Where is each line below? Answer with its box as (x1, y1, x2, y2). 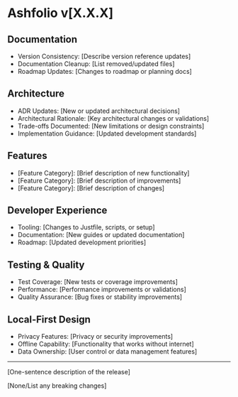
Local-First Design (7, 313, 91, 325)
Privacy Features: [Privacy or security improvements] (17, 332, 174, 341)
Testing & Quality (7, 259, 85, 271)
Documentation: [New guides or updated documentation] (17, 231, 185, 239)
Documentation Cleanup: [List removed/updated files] (17, 60, 175, 68)
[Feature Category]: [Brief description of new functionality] (17, 168, 190, 177)
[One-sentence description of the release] (7, 368, 131, 376)
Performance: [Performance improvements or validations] (17, 285, 186, 294)
